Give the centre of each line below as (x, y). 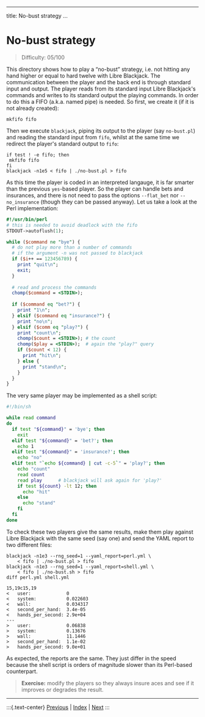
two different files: (29, 545)
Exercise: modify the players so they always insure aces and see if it (107, 683)
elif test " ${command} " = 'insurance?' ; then (71, 452)
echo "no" (30, 458)
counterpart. (22, 671)
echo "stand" (39, 503)
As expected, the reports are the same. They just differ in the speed (92, 658)
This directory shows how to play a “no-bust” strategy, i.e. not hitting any (98, 69)
